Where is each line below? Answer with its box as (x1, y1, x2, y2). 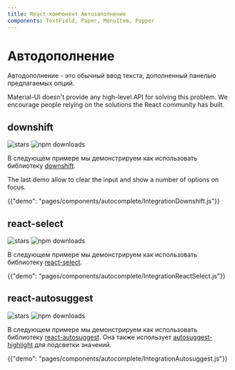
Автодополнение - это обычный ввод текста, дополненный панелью (7, 71, 216, 80)
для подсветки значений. (34, 340, 112, 349)
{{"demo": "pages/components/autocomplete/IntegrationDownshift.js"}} (7, 197, 220, 206)
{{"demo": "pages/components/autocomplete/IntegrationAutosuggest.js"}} (7, 354, 228, 363)
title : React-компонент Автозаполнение (7, 10, 126, 18)
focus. (7, 183, 26, 191)
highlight (7, 340, 34, 349)
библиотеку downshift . (7, 161, 76, 170)
